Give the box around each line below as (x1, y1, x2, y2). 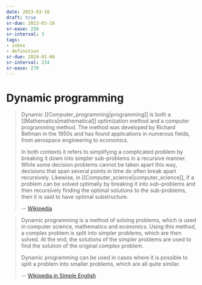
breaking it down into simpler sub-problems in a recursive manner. (21, 155, 186, 162)
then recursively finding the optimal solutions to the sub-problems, (21, 187, 187, 194)
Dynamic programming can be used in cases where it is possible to (21, 254, 188, 261)
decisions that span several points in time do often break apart (21, 167, 177, 175)
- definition (6, 48, 39, 54)
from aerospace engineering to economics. (21, 136, 128, 144)
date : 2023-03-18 (6, 8, 50, 15)
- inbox (6, 43, 26, 49)
